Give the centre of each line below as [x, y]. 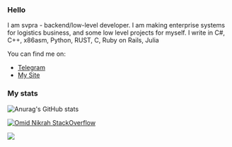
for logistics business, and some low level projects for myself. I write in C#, [116, 33]
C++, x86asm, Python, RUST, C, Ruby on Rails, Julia [83, 40]
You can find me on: [36, 54]
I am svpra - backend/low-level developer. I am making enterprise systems [116, 25]
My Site [29, 75]
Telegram [31, 68]
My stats [23, 93]
